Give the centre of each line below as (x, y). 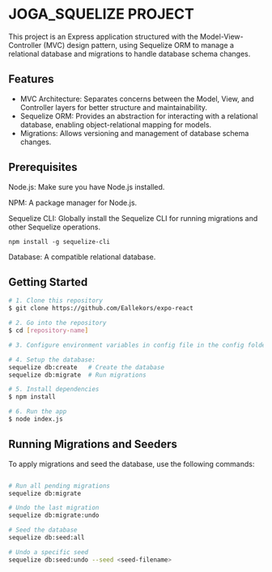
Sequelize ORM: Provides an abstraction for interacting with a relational (139, 116)
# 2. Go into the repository (57, 323)
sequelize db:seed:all (47, 538)
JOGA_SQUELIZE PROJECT (101, 14)
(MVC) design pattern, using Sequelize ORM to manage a (139, 45)
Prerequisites (43, 167)
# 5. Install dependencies (54, 390)
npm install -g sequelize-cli (59, 241)
